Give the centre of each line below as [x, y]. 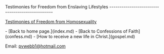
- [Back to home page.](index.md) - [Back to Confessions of [66, 31]
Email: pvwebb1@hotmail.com [35, 46]
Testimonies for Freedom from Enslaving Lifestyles [57, 7]
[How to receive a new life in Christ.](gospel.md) [86, 36]
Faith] [134, 31]
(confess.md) [19, 36]
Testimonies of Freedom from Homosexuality [51, 22]
